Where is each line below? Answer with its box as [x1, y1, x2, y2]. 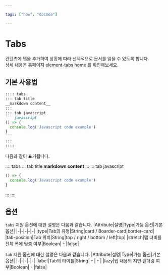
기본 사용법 [5, 78, 38, 86]
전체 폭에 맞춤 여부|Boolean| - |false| [5, 241, 79, 247]
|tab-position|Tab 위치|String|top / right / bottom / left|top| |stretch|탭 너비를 [5, 235, 162, 241]
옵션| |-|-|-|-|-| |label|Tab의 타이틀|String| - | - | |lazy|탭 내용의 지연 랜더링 [5, 258, 155, 264]
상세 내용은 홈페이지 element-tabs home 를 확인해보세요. [5, 62, 119, 68]
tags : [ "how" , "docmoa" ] [5, 12, 58, 17]
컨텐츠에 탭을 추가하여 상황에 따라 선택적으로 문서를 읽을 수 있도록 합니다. [5, 55, 149, 61]
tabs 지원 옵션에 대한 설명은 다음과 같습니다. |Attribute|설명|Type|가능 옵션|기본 [5, 222, 163, 228]
